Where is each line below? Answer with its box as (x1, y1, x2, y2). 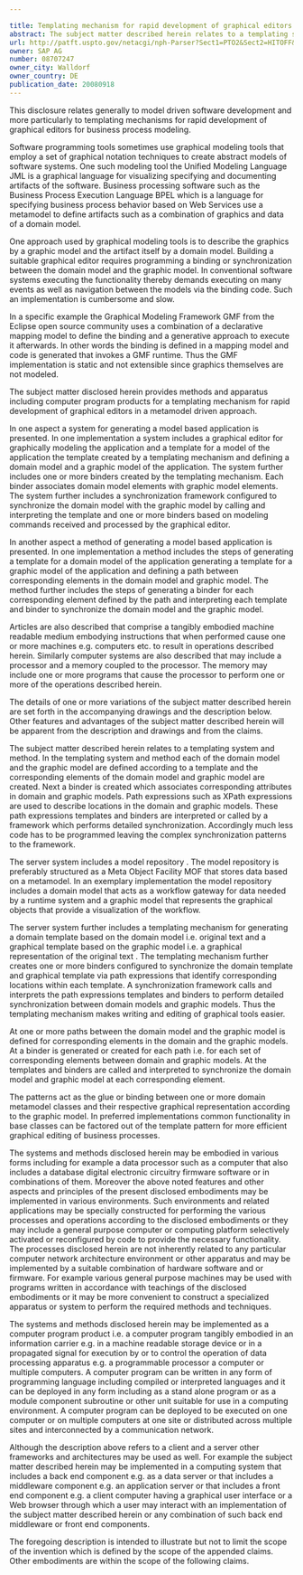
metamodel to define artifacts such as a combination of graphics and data (9, 209, 284, 220)
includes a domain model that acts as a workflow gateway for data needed (9, 885, 287, 896)
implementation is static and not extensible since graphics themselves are (9, 359, 284, 370)
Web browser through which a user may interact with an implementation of (9, 1499, 287, 1510)
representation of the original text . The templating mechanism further (9, 950, 269, 961)
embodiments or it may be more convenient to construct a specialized (9, 1291, 270, 1302)
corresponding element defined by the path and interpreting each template (9, 594, 288, 605)
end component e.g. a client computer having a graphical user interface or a (9, 1489, 293, 1501)
